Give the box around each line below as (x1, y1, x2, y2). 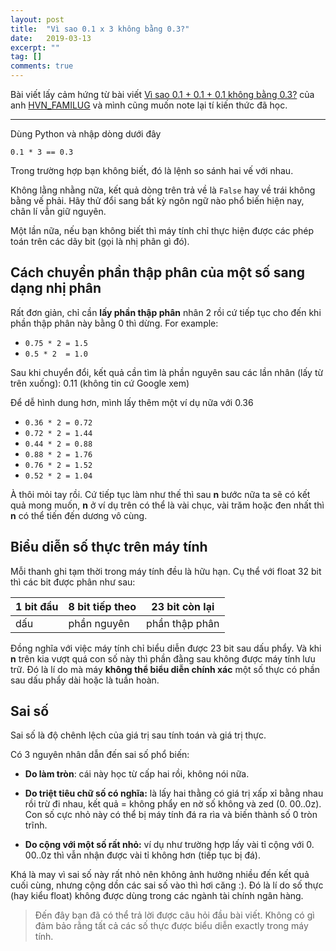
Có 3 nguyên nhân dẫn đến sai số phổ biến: (10, 749, 190, 761)
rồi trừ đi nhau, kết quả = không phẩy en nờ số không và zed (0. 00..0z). (24, 798, 322, 810)
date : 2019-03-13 (10, 33, 92, 43)
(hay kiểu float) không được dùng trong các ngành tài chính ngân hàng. (10, 890, 304, 902)
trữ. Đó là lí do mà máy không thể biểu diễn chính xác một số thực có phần (10, 663, 321, 675)
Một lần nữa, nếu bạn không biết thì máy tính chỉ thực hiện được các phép (10, 225, 315, 236)
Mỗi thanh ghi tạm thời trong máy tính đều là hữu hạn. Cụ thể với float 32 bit (10, 565, 322, 577)
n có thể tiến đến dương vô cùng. (10, 509, 148, 521)
